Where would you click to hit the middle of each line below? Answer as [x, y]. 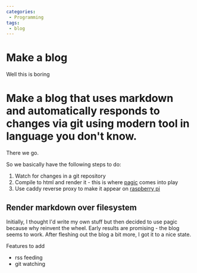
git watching [30, 263]
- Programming [26, 17]
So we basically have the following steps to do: [64, 165]
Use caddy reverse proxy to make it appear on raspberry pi [87, 189]
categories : [21, 12]
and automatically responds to [83, 111]
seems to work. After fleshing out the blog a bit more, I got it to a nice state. [99, 234]
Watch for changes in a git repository [60, 176]
